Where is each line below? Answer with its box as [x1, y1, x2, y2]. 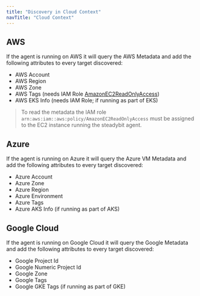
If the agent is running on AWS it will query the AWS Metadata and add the [6, 53, 192, 61]
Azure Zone [15, 180, 45, 187]
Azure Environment [15, 192, 63, 200]
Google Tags [15, 276, 47, 283]
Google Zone [15, 270, 48, 277]
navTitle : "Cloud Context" [6, 15, 74, 21]
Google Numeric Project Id [15, 263, 82, 271]
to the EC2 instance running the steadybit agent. [21, 122, 142, 129]
